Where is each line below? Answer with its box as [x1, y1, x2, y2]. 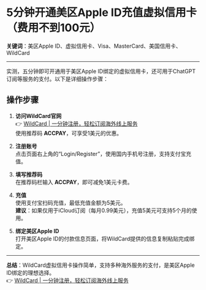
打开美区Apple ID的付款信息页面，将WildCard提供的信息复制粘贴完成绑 [15, 235, 195, 242]
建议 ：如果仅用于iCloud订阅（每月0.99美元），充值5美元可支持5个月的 [15, 206, 192, 214]
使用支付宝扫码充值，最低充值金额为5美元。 [15, 199, 127, 206]
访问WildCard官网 [15, 112, 62, 119]
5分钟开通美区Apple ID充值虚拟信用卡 [6, 6, 197, 20]
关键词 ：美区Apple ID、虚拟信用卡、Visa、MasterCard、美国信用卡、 [6, 42, 181, 50]
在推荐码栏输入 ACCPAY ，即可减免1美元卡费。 [15, 178, 133, 185]
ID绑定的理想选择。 [6, 269, 55, 276]
